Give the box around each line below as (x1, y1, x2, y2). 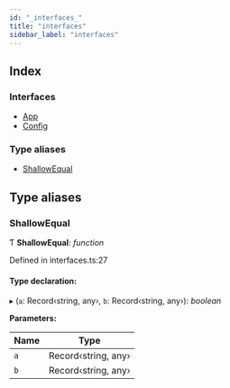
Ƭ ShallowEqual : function (9, 237, 105, 248)
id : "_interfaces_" (9, 13, 83, 23)
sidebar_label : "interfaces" (9, 30, 119, 39)
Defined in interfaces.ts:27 (9, 254, 108, 266)
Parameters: (9, 313, 57, 324)
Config (22, 121, 48, 132)
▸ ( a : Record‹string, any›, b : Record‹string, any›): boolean (9, 295, 222, 307)
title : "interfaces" (9, 22, 87, 31)
